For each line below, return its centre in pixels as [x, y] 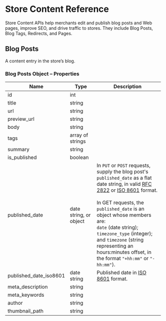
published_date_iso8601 [36, 276]
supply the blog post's [123, 172]
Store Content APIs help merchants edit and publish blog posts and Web [79, 23]
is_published [22, 158]
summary [19, 150]
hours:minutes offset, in [124, 252]
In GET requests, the [120, 203]
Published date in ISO [122, 272]
